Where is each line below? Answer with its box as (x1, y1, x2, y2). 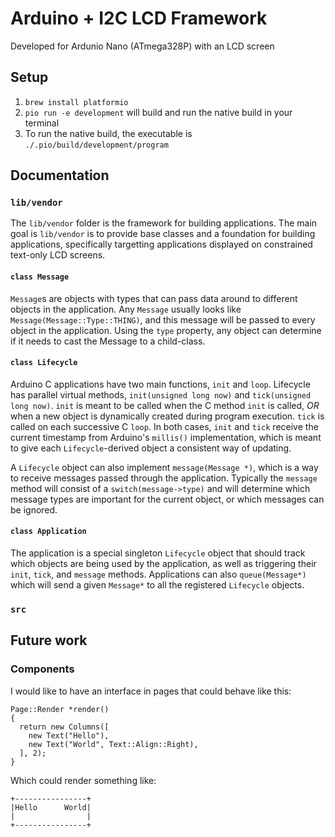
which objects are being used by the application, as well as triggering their (10, 558, 317, 570)
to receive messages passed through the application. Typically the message (10, 472, 318, 484)
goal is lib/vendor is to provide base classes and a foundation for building (10, 228, 316, 240)
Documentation (10, 167, 110, 184)
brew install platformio (24, 97, 129, 107)
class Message (10, 272, 70, 282)
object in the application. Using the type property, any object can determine (10, 324, 322, 336)
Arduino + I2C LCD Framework (10, 7, 268, 30)
